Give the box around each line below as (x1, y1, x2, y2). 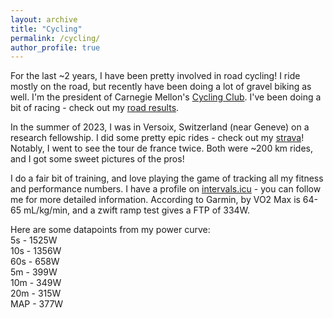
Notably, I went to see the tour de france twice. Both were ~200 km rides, (10, 142, 314, 155)
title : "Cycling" (10, 24, 83, 34)
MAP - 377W (10, 298, 64, 310)
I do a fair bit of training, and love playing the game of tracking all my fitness (10, 172, 324, 185)
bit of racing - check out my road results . (10, 102, 180, 114)
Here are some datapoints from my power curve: (10, 224, 211, 236)
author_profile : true (10, 42, 101, 53)
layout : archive (10, 14, 78, 25)
